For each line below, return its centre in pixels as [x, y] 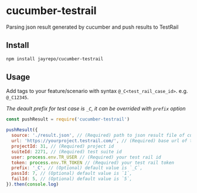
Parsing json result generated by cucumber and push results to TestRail [92, 27]
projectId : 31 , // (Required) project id [63, 146]
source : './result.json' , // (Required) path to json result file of [98, 136]
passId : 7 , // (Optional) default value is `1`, [72, 174]
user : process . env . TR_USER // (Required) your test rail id [86, 157]
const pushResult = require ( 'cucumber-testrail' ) [68, 119]
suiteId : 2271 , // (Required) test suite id [67, 151]
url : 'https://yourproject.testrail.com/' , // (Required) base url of [99, 141]
